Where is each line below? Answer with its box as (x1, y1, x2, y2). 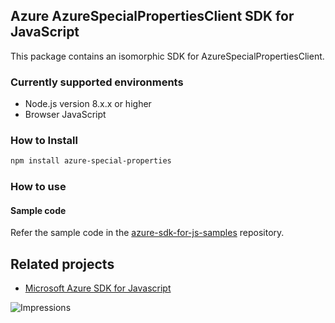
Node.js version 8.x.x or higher (24, 98, 152, 110)
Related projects (10, 255, 115, 273)
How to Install (10, 134, 78, 148)
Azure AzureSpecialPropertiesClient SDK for (10, 8, 295, 25)
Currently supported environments (10, 75, 184, 89)
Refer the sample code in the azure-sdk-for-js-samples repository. (10, 227, 285, 239)
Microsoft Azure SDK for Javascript (24, 282, 172, 294)
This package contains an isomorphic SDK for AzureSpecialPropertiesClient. (10, 50, 325, 62)
